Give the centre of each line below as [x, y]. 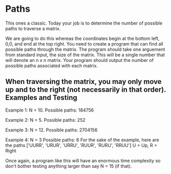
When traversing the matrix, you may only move [84, 82]
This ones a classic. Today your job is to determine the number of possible [84, 23]
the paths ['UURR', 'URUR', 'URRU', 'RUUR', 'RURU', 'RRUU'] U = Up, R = [81, 145]
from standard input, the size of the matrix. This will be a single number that [85, 55]
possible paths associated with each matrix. [52, 66]
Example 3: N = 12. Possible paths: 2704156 [51, 130]
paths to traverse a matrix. [33, 28]
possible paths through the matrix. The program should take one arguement [85, 49]
